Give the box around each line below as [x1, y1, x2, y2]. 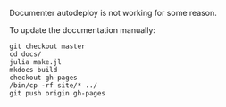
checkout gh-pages [9, 73, 78, 82]
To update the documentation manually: [9, 25, 156, 35]
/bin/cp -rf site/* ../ [9, 81, 98, 90]
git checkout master [9, 42, 87, 51]
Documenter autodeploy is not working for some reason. [9, 8, 217, 18]
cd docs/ [9, 50, 42, 59]
